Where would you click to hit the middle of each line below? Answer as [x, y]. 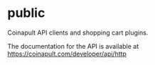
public [26, 13]
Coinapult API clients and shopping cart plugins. [78, 32]
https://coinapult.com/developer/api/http [67, 54]
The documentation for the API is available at [73, 46]
